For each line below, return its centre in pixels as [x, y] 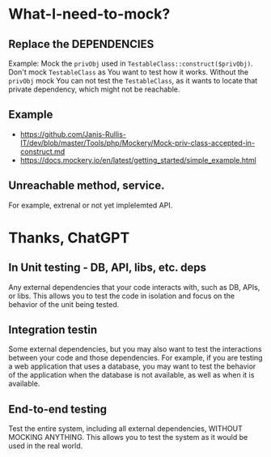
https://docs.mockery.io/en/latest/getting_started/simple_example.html [138, 160]
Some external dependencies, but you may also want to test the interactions [135, 349]
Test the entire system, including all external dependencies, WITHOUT [125, 429]
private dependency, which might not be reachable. [94, 89]
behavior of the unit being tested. [64, 304]
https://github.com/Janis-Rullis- [73, 134]
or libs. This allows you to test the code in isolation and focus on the [122, 296]
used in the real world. [46, 446]
